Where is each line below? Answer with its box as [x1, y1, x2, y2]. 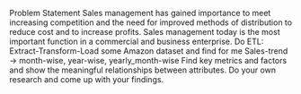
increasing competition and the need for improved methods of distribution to [9, 17, 293, 28]
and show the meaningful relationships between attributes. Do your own [9, 64, 277, 75]
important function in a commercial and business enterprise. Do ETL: [9, 36, 264, 47]
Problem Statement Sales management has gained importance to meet [9, 8, 271, 18]
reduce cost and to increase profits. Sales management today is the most [9, 27, 280, 37]
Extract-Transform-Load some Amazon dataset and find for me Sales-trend [9, 46, 288, 56]
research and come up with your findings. [9, 74, 164, 84]
